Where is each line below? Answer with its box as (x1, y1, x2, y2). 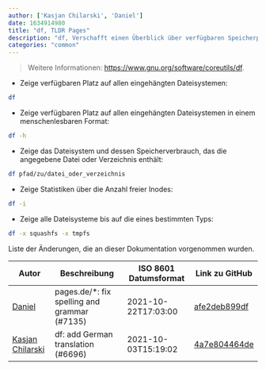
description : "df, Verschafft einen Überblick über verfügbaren (8, 33, 225, 42)
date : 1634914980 (8, 19, 66, 27)
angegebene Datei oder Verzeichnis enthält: (19, 154, 164, 164)
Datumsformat (128, 272, 185, 283)
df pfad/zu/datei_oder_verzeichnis (8, 170, 126, 178)
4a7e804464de (193, 338, 254, 349)
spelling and (54, 295, 101, 306)
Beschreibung (59, 268, 115, 279)
